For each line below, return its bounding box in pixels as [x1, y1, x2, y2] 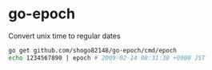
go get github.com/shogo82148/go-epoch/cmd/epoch [8, 46, 178, 54]
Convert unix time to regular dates [8, 31, 122, 41]
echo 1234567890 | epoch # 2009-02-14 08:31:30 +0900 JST [8, 53, 206, 62]
